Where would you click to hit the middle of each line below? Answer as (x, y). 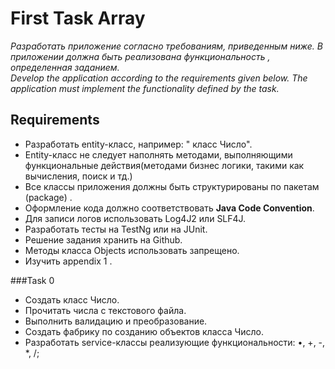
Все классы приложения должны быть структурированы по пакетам (172, 186)
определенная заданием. (65, 67)
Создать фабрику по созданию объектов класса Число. (144, 331)
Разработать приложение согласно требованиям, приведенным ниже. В (166, 46)
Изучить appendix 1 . (68, 261)
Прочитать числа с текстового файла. (105, 310)
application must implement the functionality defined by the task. (145, 88)
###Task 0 (32, 280)
